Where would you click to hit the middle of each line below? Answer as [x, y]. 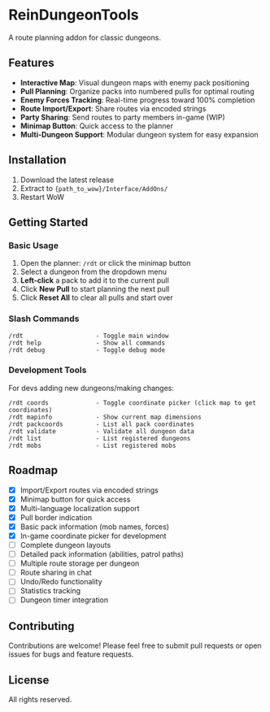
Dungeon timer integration [64, 600]
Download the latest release [67, 180]
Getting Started [48, 222]
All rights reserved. [40, 700]
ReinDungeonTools [74, 15]
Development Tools [48, 370]
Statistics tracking [50, 591]
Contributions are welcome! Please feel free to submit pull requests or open [135, 646]
